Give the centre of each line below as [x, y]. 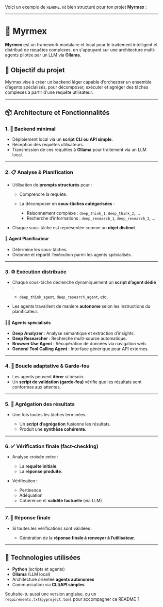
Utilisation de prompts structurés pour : [52, 185]
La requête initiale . [39, 466]
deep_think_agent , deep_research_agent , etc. [64, 297]
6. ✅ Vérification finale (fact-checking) [52, 446]
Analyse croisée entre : [35, 457]
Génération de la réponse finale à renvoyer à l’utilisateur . [77, 538]
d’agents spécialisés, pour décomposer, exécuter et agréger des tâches [77, 87]
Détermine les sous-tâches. [40, 249]
